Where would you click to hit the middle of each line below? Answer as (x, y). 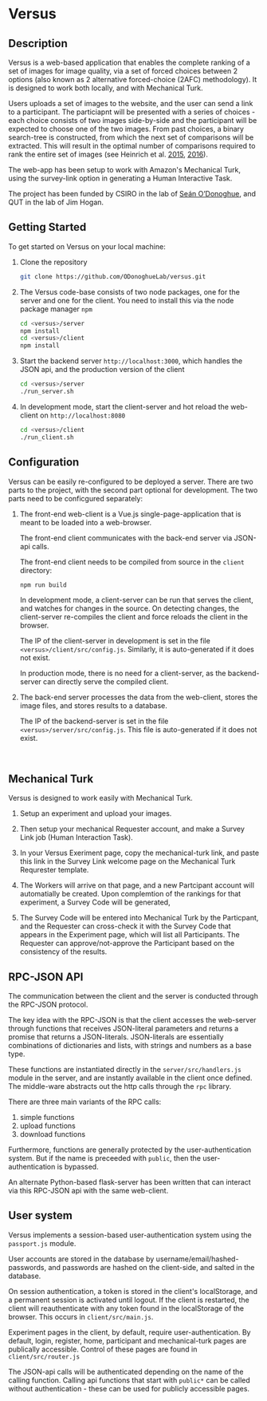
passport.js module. (42, 1243)
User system (41, 1215)
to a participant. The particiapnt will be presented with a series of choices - (132, 112)
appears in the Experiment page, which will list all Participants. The (130, 935)
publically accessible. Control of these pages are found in (103, 1349)
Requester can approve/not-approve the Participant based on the (127, 944)
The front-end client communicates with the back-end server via (126, 538)
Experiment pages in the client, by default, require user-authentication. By (130, 1332)
